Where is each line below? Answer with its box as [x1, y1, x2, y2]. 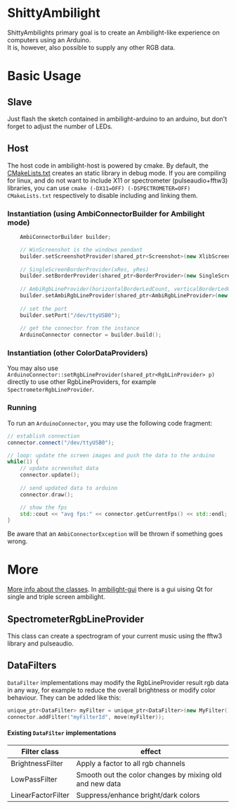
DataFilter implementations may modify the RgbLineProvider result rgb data [7, 678, 229, 686]
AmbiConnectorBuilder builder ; [20, 234, 112, 241]
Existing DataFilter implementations [7, 729, 117, 737]
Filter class [20, 746, 60, 756]
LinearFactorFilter [11, 790, 70, 800]
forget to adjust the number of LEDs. [7, 122, 113, 130]
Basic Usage [7, 68, 81, 84]
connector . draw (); [20, 491, 74, 498]
